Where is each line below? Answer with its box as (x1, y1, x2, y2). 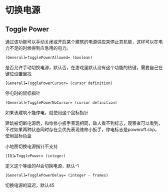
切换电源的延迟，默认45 (5, 182, 55, 188)
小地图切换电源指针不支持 (5, 143, 58, 149)
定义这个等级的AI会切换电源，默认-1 (5, 163, 79, 168)
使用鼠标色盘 (5, 133, 31, 138)
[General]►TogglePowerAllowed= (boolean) (5, 55, 93, 60)
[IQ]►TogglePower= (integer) (5, 153, 66, 158)
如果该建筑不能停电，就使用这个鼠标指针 (5, 110, 88, 115)
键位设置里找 (5, 71, 31, 77)
